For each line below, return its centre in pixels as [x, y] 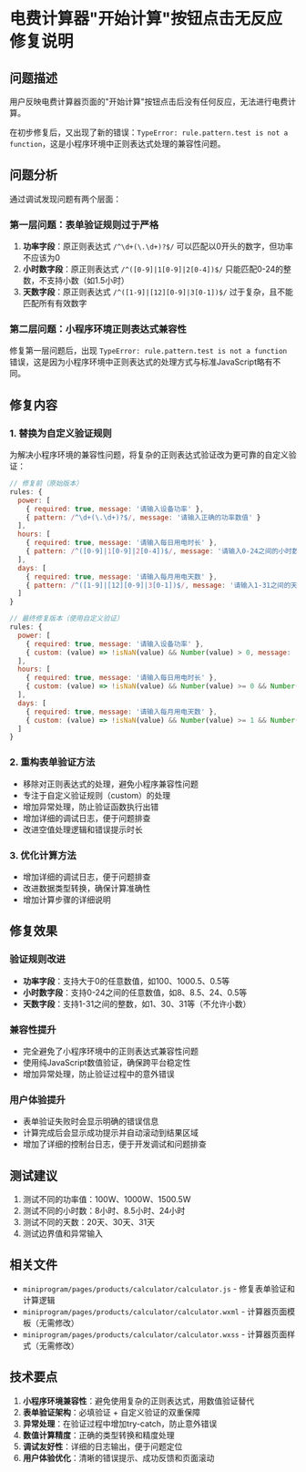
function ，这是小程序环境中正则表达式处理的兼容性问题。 [117, 144]
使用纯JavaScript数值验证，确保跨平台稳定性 [107, 1062]
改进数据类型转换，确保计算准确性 [87, 888]
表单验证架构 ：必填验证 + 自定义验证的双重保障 [111, 1412]
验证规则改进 [38, 960]
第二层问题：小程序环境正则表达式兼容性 [98, 329]
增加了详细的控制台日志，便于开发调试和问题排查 [114, 1144]
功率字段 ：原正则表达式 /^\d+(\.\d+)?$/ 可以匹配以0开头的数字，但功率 [158, 246]
